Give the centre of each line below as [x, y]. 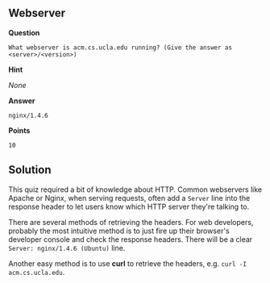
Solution [30, 170]
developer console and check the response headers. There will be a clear [131, 239]
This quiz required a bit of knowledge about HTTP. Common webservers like [135, 189]
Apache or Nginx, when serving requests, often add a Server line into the [129, 198]
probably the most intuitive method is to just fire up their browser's [119, 231]
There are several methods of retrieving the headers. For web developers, [131, 222]
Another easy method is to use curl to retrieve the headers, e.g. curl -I [128, 263]
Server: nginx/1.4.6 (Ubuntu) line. [67, 248]
